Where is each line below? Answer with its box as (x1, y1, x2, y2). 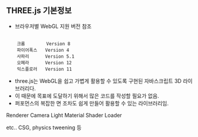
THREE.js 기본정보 (6, 5, 72, 16)
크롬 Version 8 (17, 41, 71, 46)
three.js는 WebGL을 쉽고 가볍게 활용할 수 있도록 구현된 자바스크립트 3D (14, 77, 182, 85)
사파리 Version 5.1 (17, 53, 75, 60)
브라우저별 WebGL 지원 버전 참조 (14, 23, 92, 30)
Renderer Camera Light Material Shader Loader (6, 111, 122, 119)
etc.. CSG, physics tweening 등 (6, 124, 82, 131)
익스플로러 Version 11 (17, 66, 73, 72)
